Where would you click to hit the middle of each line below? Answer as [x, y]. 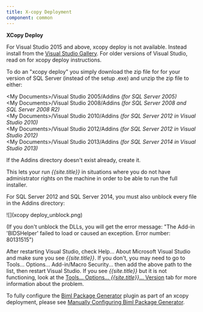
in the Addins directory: [36, 203]
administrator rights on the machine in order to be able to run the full [92, 178]
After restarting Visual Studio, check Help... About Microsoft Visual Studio [98, 251]
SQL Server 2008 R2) [33, 109]
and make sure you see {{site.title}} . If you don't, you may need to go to [96, 258]
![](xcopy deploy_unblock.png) [45, 214]
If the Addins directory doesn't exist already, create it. [74, 160]
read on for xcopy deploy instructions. [54, 60]
